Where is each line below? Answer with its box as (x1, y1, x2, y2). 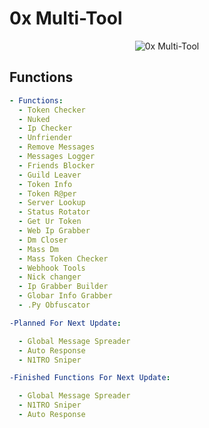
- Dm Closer (18, 235, 69, 245)
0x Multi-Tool (9, 7, 123, 30)
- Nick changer (18, 272, 82, 282)
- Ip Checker (18, 123, 73, 134)
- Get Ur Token (18, 217, 82, 227)
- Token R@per (18, 188, 77, 199)
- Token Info (18, 179, 73, 189)
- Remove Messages (18, 142, 96, 152)
